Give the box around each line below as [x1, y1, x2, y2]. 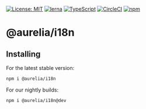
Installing [6, 49, 41, 59]
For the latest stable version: [6, 65, 75, 71]
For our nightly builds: [6, 86, 59, 93]
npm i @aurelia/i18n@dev [6, 97, 67, 103]
